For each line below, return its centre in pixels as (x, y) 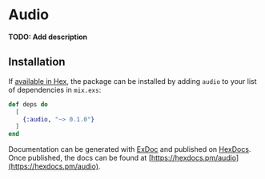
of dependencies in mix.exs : (55, 89)
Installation (37, 62)
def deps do (28, 104)
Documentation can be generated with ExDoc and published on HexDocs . (130, 149)
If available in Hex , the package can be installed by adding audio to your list (133, 81)
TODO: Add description (48, 37)
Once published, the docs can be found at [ (80, 158)
